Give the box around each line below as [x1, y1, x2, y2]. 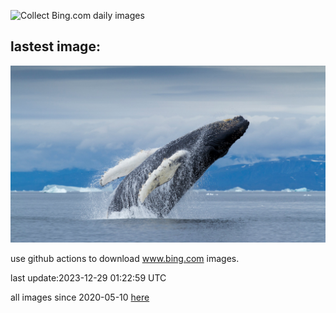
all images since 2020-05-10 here [10, 291, 150, 304]
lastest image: [10, 38, 101, 55]
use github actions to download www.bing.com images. [10, 253, 240, 265]
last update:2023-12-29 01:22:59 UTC [10, 272, 167, 284]
